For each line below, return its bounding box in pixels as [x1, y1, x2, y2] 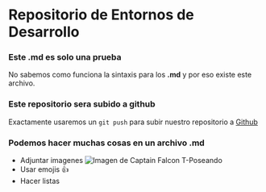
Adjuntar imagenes [19, 156, 83, 165]
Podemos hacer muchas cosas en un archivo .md [8, 137, 206, 148]
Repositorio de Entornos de [8, 6, 195, 24]
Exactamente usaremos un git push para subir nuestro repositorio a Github [8, 117, 258, 127]
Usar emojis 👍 [19, 165, 69, 174]
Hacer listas [19, 176, 60, 186]
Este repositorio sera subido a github [8, 98, 156, 110]
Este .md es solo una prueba [8, 52, 123, 63]
